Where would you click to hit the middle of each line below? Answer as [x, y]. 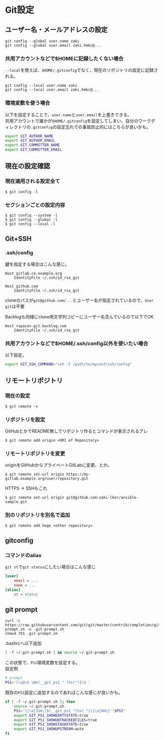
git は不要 [15, 306]
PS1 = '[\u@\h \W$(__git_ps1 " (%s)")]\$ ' [48, 683]
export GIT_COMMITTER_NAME [32, 145]
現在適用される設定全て [32, 181]
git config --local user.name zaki [41, 86]
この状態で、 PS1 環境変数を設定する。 [42, 663]
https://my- [78, 474]
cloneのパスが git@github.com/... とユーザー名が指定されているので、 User [79, 300]
